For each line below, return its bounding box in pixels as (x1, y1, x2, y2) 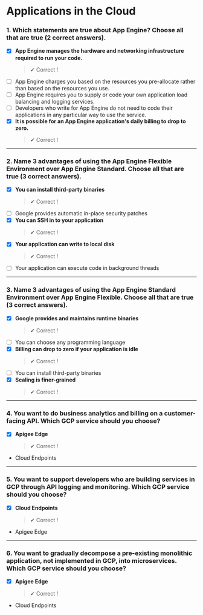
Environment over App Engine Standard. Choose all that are (6, 164, 184, 173)
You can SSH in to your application (14, 217, 104, 224)
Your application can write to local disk (14, 241, 115, 248)
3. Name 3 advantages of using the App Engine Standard (6, 286, 176, 294)
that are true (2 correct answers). (6, 33, 106, 42)
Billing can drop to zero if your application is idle (14, 345, 139, 352)
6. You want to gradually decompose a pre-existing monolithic (6, 549, 193, 557)
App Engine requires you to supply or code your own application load (14, 91, 188, 98)
